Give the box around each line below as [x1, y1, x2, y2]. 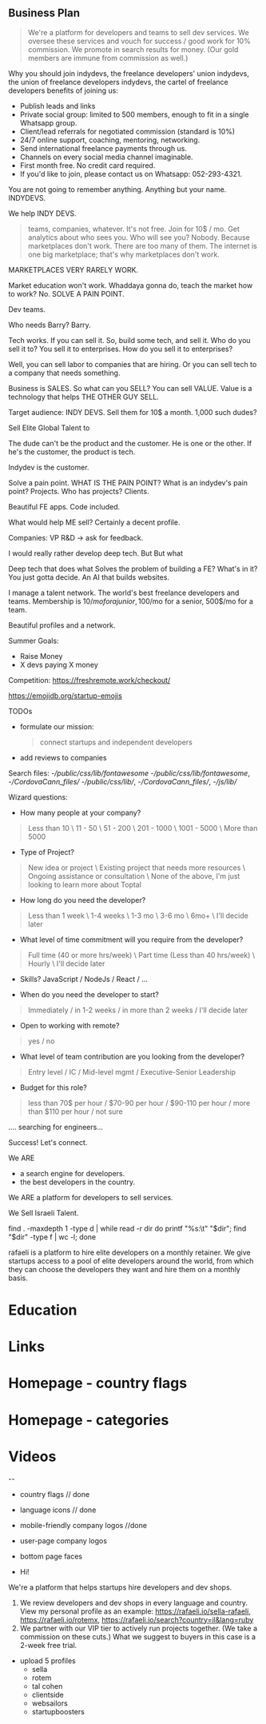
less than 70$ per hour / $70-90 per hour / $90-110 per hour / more [27, 1098, 251, 1107]
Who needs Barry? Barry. [8, 320, 92, 329]
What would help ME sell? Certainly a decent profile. [8, 517, 181, 527]
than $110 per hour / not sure [27, 1107, 124, 1116]
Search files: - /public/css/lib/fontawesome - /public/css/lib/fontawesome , [8, 768, 250, 778]
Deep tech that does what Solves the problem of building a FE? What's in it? [8, 564, 258, 573]
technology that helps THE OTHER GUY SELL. [8, 392, 160, 401]
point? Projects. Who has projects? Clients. [8, 486, 149, 496]
